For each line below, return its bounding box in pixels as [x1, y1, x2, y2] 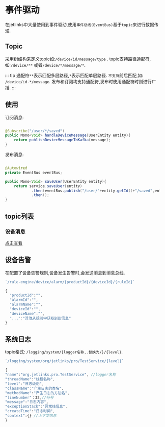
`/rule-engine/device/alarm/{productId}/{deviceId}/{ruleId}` [5, 279, 135, 284]
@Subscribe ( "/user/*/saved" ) [5, 128, 65, 133]
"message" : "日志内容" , [5, 400, 49, 404]
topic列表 [5, 212, 34, 221]
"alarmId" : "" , [9, 298, 38, 302]
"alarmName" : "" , [9, 302, 43, 307]
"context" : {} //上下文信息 [5, 413, 56, 418]
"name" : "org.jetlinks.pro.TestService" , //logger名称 [5, 372, 116, 377]
